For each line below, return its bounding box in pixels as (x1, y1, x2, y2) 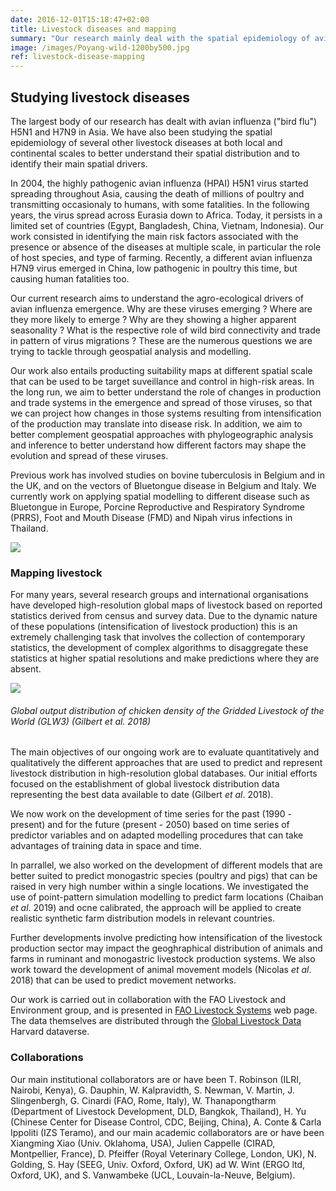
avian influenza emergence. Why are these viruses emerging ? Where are (10, 302, 313, 315)
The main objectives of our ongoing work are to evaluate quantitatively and (10, 746, 320, 758)
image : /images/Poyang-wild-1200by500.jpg (10, 42, 190, 53)
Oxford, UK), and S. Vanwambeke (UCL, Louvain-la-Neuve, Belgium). (10, 1169, 296, 1181)
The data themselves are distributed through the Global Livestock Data (10, 1015, 302, 1027)
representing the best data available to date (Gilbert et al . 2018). (10, 789, 274, 801)
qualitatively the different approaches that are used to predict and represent (10, 757, 323, 769)
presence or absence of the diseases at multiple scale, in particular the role (10, 241, 322, 253)
